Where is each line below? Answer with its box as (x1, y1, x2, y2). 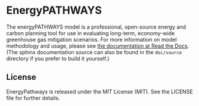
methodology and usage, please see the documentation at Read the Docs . (6, 42, 189, 49)
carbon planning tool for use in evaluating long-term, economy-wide (6, 29, 175, 36)
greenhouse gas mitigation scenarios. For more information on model (6, 36, 177, 43)
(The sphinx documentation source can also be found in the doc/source (6, 48, 182, 55)
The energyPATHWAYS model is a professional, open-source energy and (6, 23, 186, 30)
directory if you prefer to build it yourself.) (6, 55, 110, 62)
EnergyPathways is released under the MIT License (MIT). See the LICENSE (6, 88, 194, 95)
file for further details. (6, 94, 61, 101)
